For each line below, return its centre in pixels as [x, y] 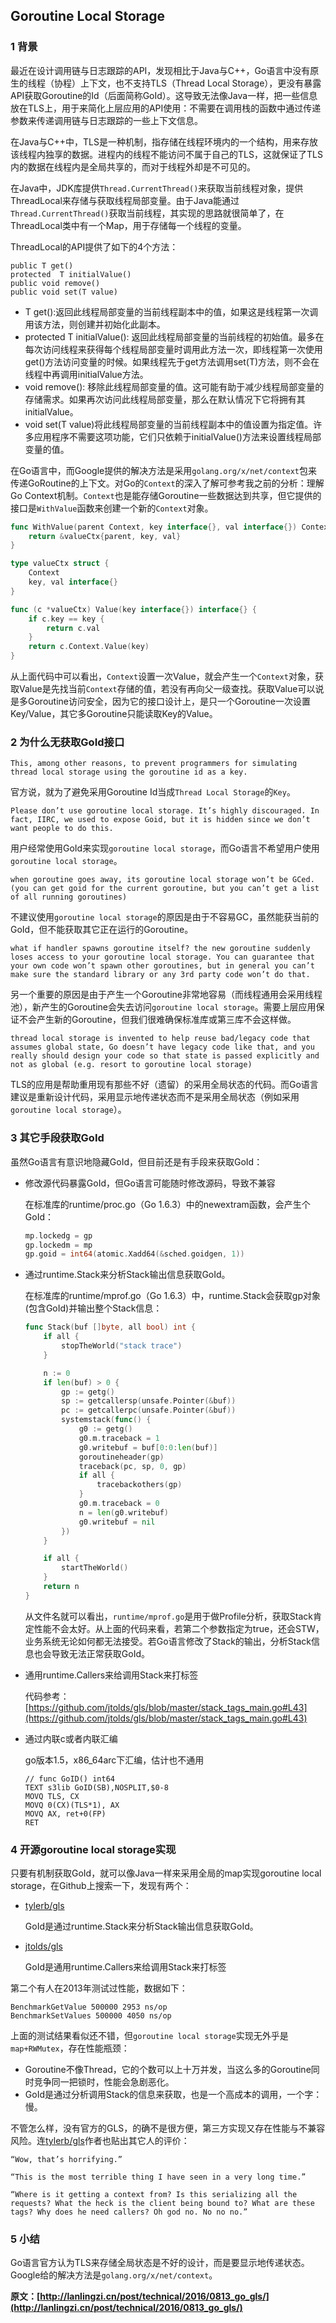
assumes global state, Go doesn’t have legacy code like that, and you [162, 1047]
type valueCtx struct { [60, 564]
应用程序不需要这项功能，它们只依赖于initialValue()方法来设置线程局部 [177, 436]
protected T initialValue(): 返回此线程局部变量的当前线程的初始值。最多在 [174, 336]
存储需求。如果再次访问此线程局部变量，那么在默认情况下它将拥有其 [165, 399]
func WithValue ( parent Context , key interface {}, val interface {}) [154, 527]
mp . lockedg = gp [58, 1235]
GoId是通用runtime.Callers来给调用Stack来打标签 [125, 1967]
